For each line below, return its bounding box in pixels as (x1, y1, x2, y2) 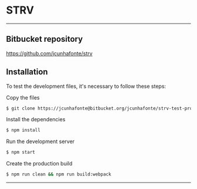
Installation (6, 67, 48, 77)
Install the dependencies (6, 116, 66, 123)
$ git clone (6, 105, 35, 111)
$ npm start (6, 150, 35, 155)
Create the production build (6, 160, 73, 167)
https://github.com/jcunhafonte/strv (6, 49, 93, 57)
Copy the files (6, 94, 40, 101)
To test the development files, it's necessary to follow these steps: (6, 82, 166, 89)
